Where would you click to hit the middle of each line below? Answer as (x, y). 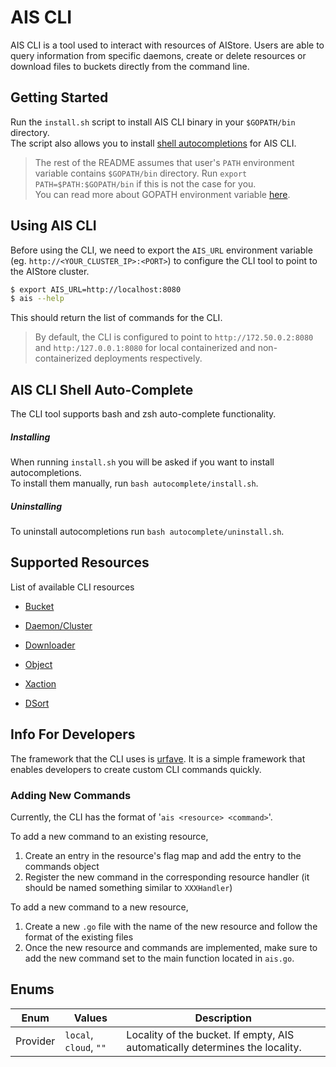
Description (223, 1018)
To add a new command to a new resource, (99, 907)
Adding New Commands (71, 795)
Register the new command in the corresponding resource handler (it (167, 877)
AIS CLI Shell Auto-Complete (102, 389)
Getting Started (59, 97)
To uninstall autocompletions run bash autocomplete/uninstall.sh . (147, 532)
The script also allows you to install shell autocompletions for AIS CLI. (153, 143)
